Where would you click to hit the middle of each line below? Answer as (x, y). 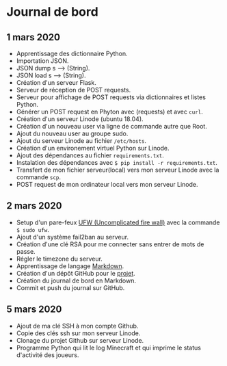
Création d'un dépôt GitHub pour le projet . (76, 273)
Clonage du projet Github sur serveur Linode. (80, 340)
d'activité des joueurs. (48, 355)
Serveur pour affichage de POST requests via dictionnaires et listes (111, 97)
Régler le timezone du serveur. (59, 259)
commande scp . (39, 177)
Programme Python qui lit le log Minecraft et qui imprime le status (108, 348)
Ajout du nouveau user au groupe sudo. (72, 133)
